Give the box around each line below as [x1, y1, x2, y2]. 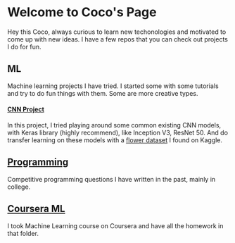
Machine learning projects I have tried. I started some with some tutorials [7, 82, 220, 90]
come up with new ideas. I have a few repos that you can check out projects [7, 35, 229, 43]
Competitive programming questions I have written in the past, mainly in [7, 175, 216, 183]
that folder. [7, 229, 39, 237]
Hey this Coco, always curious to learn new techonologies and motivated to [7, 27, 227, 36]
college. [7, 182, 31, 191]
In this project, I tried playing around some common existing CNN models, [7, 120, 222, 129]
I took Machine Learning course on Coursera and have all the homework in [7, 221, 224, 230]
